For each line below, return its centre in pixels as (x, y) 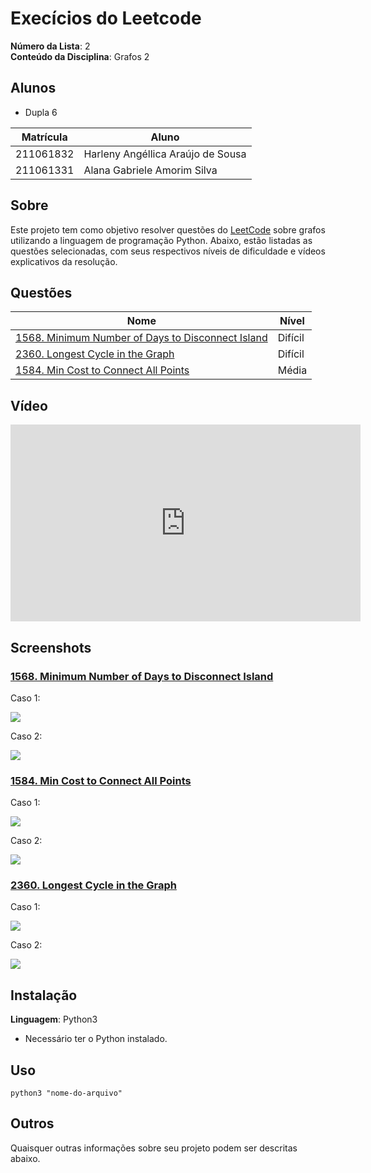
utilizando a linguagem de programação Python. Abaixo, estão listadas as (161, 240)
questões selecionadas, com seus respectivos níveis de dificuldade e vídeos (168, 251)
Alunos (33, 88)
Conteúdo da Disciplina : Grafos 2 (80, 56)
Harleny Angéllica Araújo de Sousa (165, 154)
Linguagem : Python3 (54, 1019)
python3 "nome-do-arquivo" (66, 1093)
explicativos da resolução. (64, 261)
